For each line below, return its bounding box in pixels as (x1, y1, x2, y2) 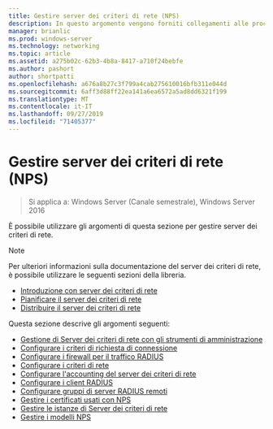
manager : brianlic (8, 27, 71, 35)
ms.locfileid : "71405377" (8, 118, 96, 126)
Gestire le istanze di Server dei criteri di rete (19, 403, 168, 413)
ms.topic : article (8, 50, 71, 58)
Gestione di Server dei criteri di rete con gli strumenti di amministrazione (19, 334, 263, 344)
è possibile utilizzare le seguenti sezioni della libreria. (8, 270, 187, 279)
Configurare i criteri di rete (19, 360, 110, 370)
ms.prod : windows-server (8, 34, 93, 43)
